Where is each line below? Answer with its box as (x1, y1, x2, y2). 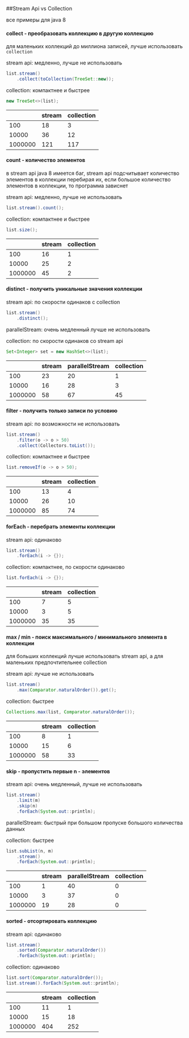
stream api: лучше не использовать (6, 670, 95, 678)
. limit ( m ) (16, 798, 41, 804)
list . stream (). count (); (6, 205, 65, 211)
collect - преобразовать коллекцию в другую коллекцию (6, 29, 154, 37)
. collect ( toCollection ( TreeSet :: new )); (16, 76, 114, 82)
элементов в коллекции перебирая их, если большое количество (6, 176, 171, 183)
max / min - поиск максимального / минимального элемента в (6, 633, 167, 641)
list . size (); (6, 227, 38, 232)
